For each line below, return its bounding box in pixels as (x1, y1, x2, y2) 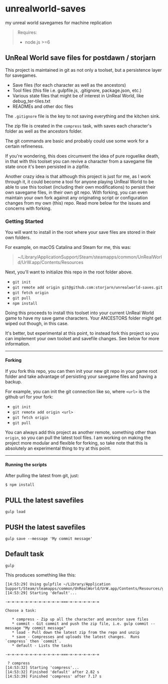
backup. (5, 379, 22, 385)
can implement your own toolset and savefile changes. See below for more (5, 336, 159, 342)
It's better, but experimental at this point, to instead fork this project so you (5, 330, 159, 336)
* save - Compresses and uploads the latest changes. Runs (11, 634, 140, 639)
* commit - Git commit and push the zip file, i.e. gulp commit (11, 621, 149, 626)
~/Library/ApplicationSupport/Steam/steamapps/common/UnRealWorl (17, 254, 162, 260)
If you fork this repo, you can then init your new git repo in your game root (5, 368, 157, 374)
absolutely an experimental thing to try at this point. (5, 445, 111, 452)
